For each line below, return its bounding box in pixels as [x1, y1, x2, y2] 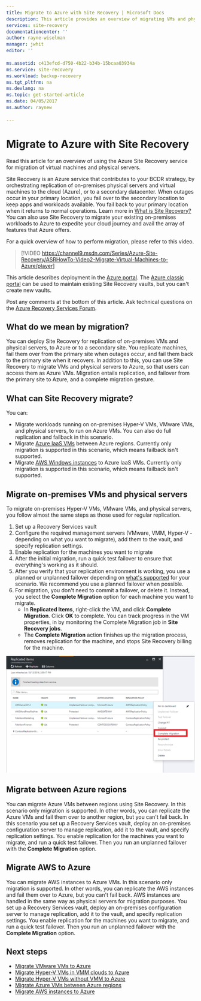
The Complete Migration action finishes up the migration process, [23, 631, 188, 638]
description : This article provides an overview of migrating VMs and [6, 16, 186, 22]
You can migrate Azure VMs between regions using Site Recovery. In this [6, 800, 186, 807]
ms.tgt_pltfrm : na [6, 79, 52, 85]
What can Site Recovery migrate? [6, 393, 133, 403]
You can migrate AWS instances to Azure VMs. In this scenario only [6, 878, 172, 885]
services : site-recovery [6, 22, 68, 28]
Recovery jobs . [23, 625, 62, 632]
